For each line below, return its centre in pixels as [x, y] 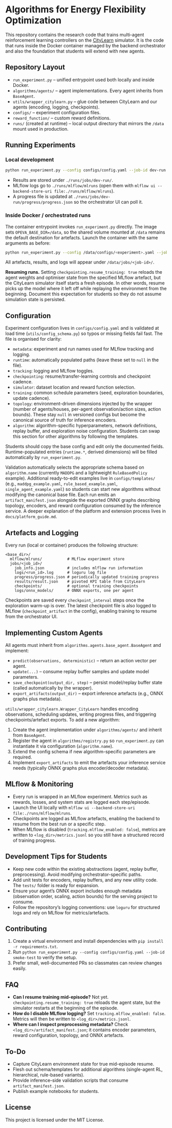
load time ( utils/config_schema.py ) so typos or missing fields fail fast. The [84, 333]
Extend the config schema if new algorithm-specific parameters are [84, 751]
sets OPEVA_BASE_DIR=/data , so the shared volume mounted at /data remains [85, 232]
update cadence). [31, 398]
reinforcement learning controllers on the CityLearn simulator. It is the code [84, 40]
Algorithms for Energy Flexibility [76, 10]
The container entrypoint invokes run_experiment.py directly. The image [81, 226]
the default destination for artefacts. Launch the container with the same [82, 237]
